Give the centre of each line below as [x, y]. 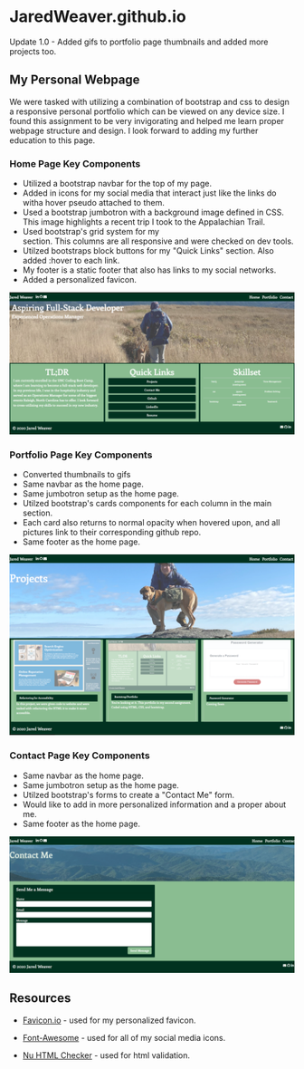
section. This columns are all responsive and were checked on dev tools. [158, 241]
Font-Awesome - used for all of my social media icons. [124, 1037]
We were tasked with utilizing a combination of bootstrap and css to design [149, 101]
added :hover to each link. [71, 261]
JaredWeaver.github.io [98, 17]
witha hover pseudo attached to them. [93, 203]
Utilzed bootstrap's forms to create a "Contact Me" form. [128, 795]
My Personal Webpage [75, 80]
